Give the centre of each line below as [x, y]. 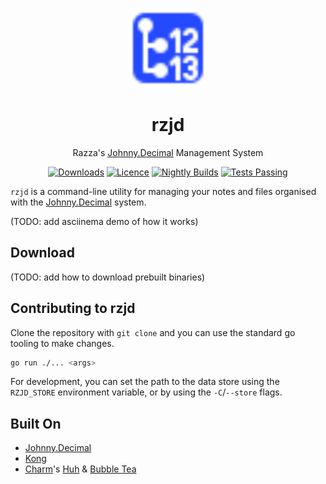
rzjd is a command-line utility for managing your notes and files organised [163, 191]
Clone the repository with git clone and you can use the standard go [153, 332]
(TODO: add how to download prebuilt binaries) [108, 277]
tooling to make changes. [62, 343]
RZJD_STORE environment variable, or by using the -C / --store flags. [146, 392]
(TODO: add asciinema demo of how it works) [104, 221]
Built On [36, 423]
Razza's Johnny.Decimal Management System [168, 152]
